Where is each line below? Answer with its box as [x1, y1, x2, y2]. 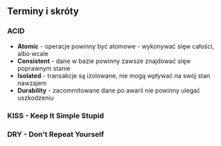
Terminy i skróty [7, 6, 80, 17]
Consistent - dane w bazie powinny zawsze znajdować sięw [17, 57, 191, 65]
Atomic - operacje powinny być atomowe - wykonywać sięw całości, [17, 42, 215, 51]
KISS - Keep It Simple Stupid [7, 111, 105, 120]
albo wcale [17, 49, 48, 57]
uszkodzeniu [17, 93, 54, 102]
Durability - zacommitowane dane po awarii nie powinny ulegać [17, 86, 201, 94]
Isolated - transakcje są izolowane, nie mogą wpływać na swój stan [17, 71, 211, 80]
